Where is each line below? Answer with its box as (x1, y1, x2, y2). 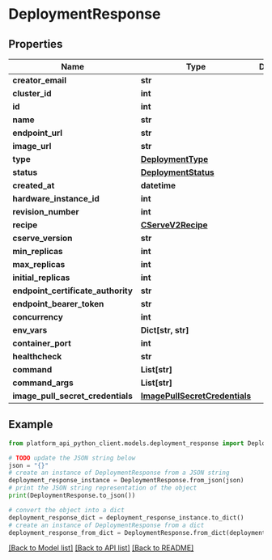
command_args (12, 377, 74, 388)
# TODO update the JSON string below (8, 454, 136, 462)
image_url (12, 141, 52, 151)
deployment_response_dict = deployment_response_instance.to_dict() (8, 513, 244, 522)
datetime (140, 180, 176, 191)
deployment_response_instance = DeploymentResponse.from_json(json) (8, 477, 244, 485)
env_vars (12, 325, 48, 336)
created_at (12, 180, 55, 191)
